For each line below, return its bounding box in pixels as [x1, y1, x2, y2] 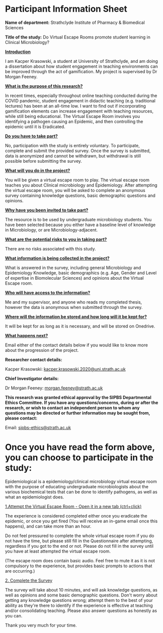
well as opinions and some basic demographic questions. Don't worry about [5, 592, 158, 598]
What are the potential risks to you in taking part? [5, 236, 107, 242]
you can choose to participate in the [5, 452, 154, 463]
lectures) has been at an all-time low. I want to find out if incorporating [5, 103, 146, 109]
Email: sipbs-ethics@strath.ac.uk [5, 424, 72, 430]
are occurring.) [5, 568, 35, 574]
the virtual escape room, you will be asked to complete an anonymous [5, 187, 145, 193]
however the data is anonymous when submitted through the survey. [5, 304, 143, 310]
